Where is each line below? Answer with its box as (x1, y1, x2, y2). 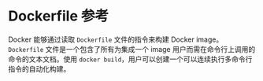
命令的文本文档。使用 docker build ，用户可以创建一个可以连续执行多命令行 (8, 54, 253, 64)
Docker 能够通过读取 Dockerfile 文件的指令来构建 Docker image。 (8, 35, 224, 44)
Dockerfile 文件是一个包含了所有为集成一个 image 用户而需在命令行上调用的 (8, 44, 256, 53)
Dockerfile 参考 (8, 7, 109, 25)
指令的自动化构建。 (8, 64, 71, 73)
